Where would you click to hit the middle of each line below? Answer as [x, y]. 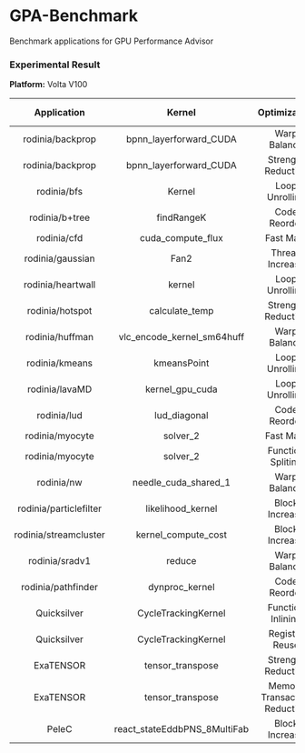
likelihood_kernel [181, 508]
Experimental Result [55, 65]
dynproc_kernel [182, 587]
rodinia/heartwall [59, 285]
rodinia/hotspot [59, 311]
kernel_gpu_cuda [181, 389]
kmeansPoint [182, 363]
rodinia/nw [60, 483]
